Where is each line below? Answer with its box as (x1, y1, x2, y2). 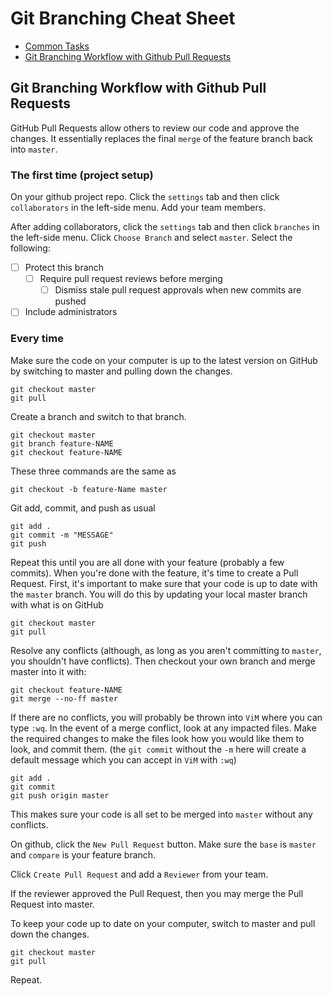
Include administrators (24, 306, 118, 318)
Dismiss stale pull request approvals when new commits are (54, 284, 302, 296)
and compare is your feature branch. (10, 848, 157, 861)
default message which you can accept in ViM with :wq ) (10, 753, 237, 766)
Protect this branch (24, 262, 105, 274)
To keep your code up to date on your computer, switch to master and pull (10, 917, 316, 929)
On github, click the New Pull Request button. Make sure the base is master (10, 838, 317, 850)
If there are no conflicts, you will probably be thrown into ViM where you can (10, 711, 323, 723)
